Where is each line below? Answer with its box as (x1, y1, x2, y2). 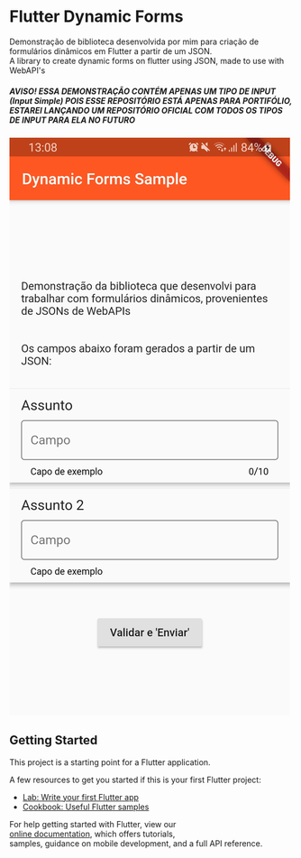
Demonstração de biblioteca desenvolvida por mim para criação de (9, 36, 260, 47)
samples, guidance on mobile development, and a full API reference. (9, 837, 263, 849)
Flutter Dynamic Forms (9, 6, 184, 27)
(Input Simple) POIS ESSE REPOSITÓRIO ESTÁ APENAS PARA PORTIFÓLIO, (9, 95, 293, 106)
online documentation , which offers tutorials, (9, 828, 176, 839)
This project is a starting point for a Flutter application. (9, 756, 211, 768)
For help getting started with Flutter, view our (9, 818, 177, 829)
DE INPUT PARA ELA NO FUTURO (9, 115, 136, 125)
